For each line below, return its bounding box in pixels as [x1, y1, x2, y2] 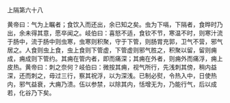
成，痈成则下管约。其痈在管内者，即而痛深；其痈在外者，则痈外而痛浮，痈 [7, 55, 217, 63]
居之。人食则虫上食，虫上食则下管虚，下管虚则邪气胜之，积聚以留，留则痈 [7, 46, 217, 54]
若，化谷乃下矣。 [7, 89, 55, 97]
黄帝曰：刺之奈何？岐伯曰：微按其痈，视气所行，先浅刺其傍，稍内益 [25, 63, 217, 71]
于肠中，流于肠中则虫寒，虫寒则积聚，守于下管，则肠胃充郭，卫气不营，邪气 [7, 38, 223, 46]
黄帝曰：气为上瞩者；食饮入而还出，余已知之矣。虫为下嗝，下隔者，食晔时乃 [7, 20, 223, 29]
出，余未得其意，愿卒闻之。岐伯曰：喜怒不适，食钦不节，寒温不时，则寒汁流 [7, 29, 223, 37]
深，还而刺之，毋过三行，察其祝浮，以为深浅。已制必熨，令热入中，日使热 [7, 72, 217, 80]
